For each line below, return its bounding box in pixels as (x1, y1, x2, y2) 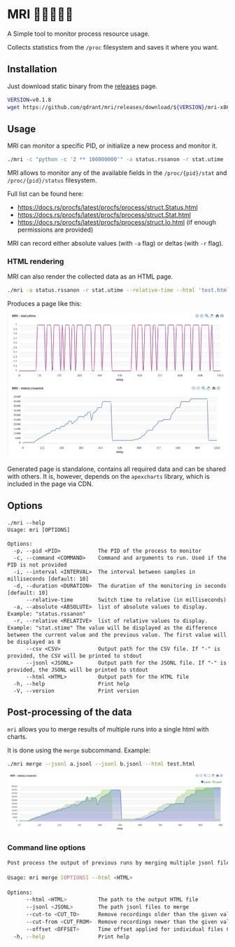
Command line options (7, 843, 86, 853)
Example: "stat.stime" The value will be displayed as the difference (7, 624, 218, 631)
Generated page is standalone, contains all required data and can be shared (7, 465, 226, 473)
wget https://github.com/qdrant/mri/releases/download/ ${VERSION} (7, 104, 205, 111)
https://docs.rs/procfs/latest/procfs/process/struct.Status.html (17, 203, 198, 212)
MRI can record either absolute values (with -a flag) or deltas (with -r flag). (7, 239, 224, 248)
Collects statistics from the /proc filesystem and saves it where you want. (7, 43, 219, 51)
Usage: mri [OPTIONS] (7, 526, 71, 533)
